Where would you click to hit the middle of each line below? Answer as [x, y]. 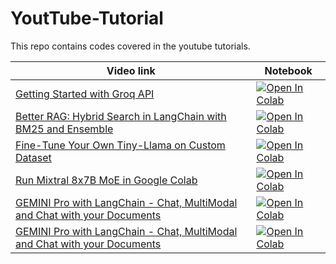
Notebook [288, 70]
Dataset [33, 157]
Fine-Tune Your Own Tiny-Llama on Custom [120, 145]
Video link [131, 70]
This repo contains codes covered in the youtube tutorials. [130, 46]
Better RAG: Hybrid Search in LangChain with [121, 116]
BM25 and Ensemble [64, 129]
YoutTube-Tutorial [87, 18]
